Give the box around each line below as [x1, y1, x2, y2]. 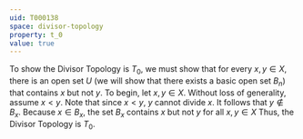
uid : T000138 [9, 13, 59, 23]
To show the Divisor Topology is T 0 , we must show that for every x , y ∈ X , [9, 64, 288, 77]
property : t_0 [9, 30, 64, 39]
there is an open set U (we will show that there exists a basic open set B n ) [9, 75, 287, 88]
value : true [9, 38, 55, 48]
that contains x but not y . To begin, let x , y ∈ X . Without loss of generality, [9, 87, 287, 98]
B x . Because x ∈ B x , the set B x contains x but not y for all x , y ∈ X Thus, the [9, 106, 294, 119]
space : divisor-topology [9, 22, 104, 31]
